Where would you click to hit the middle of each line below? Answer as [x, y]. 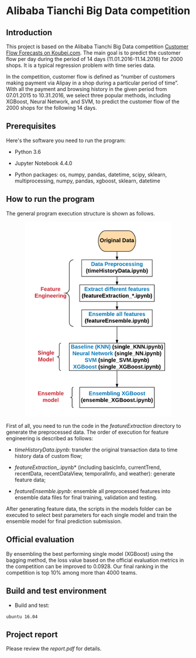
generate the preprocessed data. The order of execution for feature [87, 432]
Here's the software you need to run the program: [66, 140]
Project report [32, 635]
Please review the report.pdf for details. [54, 649]
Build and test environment [56, 591]
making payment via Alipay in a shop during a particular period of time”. [92, 83]
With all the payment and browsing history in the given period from [87, 89]
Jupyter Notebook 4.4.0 [43, 163]
